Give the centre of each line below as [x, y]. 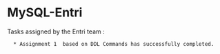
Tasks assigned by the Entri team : [56, 31]
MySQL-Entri [45, 13]
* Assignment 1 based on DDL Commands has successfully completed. [114, 44]
